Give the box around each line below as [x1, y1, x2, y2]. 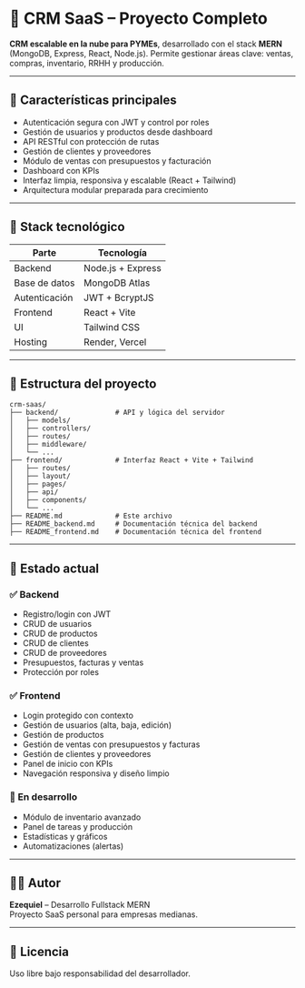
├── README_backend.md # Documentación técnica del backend [9, 519, 258, 529]
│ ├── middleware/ [9, 440, 88, 449]
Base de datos [14, 277, 75, 289]
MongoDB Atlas [83, 277, 151, 289]
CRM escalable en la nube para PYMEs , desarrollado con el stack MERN [9, 38, 283, 49]
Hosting [14, 336, 48, 348]
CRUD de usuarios [22, 619, 93, 630]
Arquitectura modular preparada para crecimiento [22, 184, 209, 195]
